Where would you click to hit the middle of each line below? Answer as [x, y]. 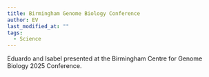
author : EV [23, 20]
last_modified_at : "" [38, 26]
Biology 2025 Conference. [44, 66]
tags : [15, 33]
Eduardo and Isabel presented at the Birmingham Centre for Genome [105, 58]
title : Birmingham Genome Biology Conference [73, 13]
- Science [27, 39]
